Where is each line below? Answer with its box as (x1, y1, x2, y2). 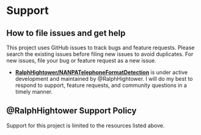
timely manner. (15, 88, 53, 95)
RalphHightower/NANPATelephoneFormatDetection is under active (15, 69, 188, 76)
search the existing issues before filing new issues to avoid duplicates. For (6, 50, 194, 58)
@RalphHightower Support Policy (6, 106, 137, 116)
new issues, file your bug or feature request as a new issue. (6, 57, 157, 64)
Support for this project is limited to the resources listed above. (6, 122, 165, 129)
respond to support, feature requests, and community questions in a (15, 81, 188, 89)
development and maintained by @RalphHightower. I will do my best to (15, 75, 194, 82)
